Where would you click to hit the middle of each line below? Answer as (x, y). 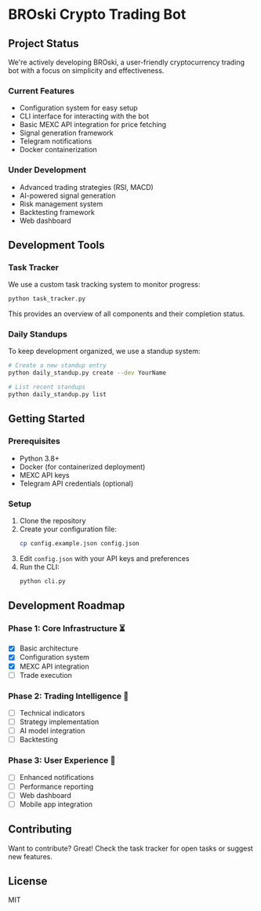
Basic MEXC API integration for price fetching (93, 125)
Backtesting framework (57, 212)
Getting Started (47, 419)
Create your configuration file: (68, 529)
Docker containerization (58, 150)
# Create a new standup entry (58, 366)
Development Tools (56, 245)
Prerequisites (34, 441)
